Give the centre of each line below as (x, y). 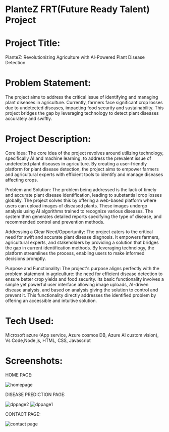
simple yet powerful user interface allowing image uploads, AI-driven (77, 285)
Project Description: (48, 139)
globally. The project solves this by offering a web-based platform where (81, 200)
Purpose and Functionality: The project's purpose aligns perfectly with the (82, 268)
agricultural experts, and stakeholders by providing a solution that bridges (82, 242)
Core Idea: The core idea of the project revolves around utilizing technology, (84, 153)
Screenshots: (34, 361)
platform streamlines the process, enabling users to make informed (75, 253)
